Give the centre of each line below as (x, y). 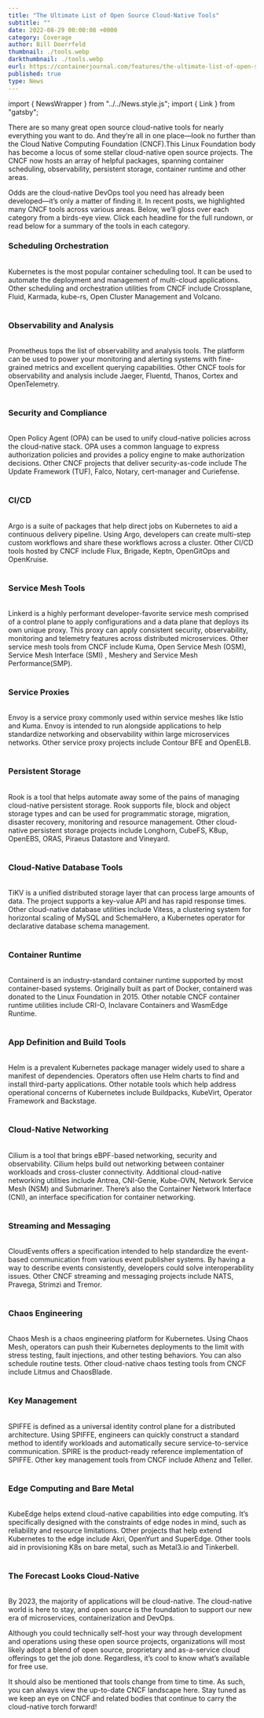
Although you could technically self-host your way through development (125, 1633)
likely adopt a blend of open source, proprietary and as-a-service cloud (124, 1650)
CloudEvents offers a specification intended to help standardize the (117, 1251)
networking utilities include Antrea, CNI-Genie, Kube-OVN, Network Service (131, 1180)
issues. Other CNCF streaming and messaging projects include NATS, (121, 1277)
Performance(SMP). (40, 663)
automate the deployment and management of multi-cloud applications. (124, 280)
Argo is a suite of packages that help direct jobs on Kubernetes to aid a (123, 526)
